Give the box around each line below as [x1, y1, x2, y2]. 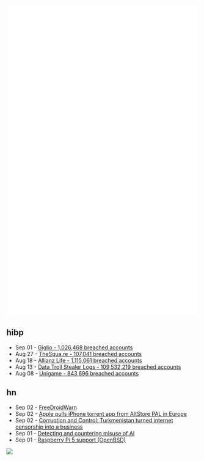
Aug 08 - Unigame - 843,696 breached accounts [15, 369, 139, 377]
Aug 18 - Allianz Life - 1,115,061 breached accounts [15, 357, 142, 364]
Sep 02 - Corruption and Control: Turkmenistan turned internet [15, 416, 173, 424]
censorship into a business [15, 423, 83, 430]
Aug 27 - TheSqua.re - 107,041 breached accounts [15, 350, 142, 357]
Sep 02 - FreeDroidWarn [15, 404, 78, 411]
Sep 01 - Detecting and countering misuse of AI [15, 429, 135, 437]
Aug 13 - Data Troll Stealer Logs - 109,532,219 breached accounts [15, 363, 181, 371]
